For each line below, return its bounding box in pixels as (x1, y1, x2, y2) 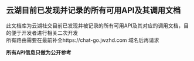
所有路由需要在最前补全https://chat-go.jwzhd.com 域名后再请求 (6, 37, 159, 44)
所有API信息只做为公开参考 (6, 49, 72, 56)
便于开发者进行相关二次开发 (11, 29, 78, 36)
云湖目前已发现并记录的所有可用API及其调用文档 (6, 5, 181, 16)
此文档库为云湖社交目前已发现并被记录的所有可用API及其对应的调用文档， (6, 22, 184, 29)
